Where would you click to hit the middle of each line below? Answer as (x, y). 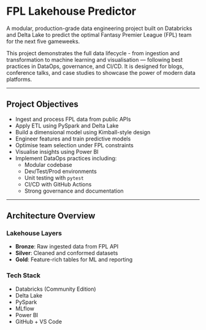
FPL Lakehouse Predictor (71, 11)
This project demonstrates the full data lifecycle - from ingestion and (93, 53)
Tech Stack (24, 275)
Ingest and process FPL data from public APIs (73, 119)
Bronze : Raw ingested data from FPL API (67, 247)
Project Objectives (42, 105)
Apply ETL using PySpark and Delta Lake (67, 125)
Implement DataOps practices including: (66, 158)
